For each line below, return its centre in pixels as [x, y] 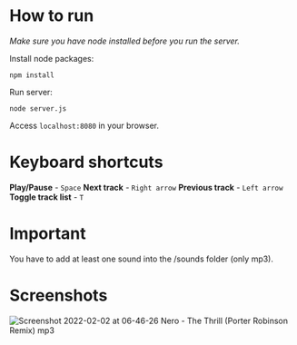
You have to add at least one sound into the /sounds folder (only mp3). [142, 259]
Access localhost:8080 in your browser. [84, 125]
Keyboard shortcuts [86, 162]
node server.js [38, 108]
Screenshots [59, 295]
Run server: [31, 92]
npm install [32, 75]
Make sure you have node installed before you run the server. [125, 41]
